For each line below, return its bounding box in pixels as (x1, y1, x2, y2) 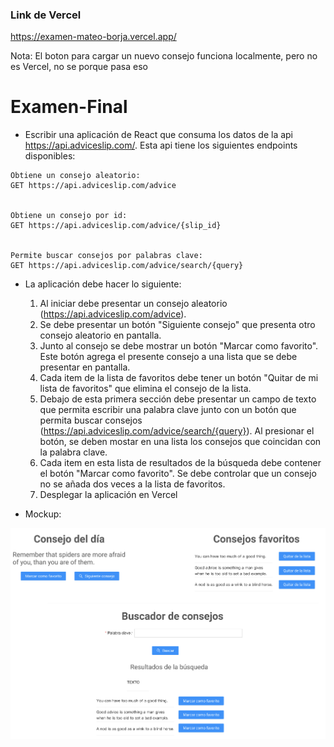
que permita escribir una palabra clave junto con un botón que (39, 404, 297, 416)
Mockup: (24, 508, 62, 520)
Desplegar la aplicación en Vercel (39, 489, 178, 501)
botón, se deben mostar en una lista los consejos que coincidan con (39, 436, 322, 448)
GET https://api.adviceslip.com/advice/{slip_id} (10, 221, 222, 231)
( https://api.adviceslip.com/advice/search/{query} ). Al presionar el (39, 425, 315, 437)
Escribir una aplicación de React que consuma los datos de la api (24, 129, 294, 141)
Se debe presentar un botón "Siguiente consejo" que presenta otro (39, 319, 316, 331)
